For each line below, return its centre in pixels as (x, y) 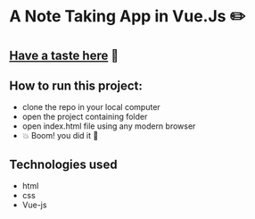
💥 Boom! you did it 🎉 (60, 136)
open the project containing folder (85, 117)
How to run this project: (76, 85)
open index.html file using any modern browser (109, 126)
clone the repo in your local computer (91, 107)
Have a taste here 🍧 (64, 55)
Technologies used (63, 164)
